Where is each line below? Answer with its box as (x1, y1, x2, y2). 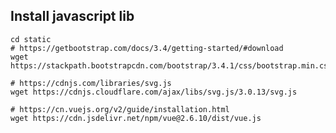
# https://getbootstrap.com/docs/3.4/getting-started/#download (10, 43, 284, 53)
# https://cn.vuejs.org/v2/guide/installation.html (10, 104, 230, 114)
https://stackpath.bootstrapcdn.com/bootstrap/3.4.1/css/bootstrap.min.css (10, 60, 333, 71)
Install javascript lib (10, 8, 135, 25)
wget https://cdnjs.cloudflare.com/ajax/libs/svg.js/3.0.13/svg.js (10, 87, 298, 97)
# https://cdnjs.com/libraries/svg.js (10, 78, 172, 88)
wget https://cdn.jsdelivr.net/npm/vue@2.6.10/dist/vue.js (10, 113, 262, 123)
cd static (10, 34, 52, 44)
